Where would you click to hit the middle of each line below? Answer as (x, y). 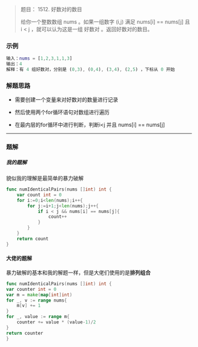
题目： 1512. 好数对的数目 (51, 9)
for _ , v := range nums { (37, 300)
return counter (25, 333)
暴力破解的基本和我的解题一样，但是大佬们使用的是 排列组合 (78, 272)
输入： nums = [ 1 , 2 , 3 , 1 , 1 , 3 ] (39, 58)
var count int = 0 (39, 195)
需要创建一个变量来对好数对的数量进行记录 (66, 100)
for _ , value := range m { (38, 317)
